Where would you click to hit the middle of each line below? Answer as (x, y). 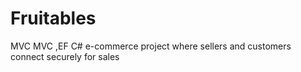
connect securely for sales (65, 56)
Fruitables (53, 18)
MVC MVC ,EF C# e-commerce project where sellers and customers (151, 46)
